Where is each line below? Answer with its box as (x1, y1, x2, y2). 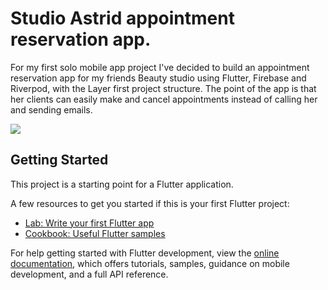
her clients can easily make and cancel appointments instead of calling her (10, 93, 318, 105)
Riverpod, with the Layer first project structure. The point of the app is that (10, 82, 317, 94)
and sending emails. (10, 103, 93, 116)
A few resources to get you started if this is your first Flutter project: (10, 197, 290, 209)
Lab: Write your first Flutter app (24, 217, 155, 229)
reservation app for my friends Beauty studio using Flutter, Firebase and (10, 72, 307, 84)
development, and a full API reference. (10, 268, 169, 280)
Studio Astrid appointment (10, 7, 235, 30)
